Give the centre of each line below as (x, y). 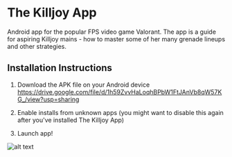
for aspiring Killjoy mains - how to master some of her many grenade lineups (116, 39)
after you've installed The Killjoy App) (71, 120)
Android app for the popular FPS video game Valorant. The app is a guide (112, 32)
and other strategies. (37, 46)
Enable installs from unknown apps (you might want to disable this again (120, 112)
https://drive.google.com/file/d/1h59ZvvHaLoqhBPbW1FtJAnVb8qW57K (119, 92)
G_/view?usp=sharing (48, 99)
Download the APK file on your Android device (83, 85)
